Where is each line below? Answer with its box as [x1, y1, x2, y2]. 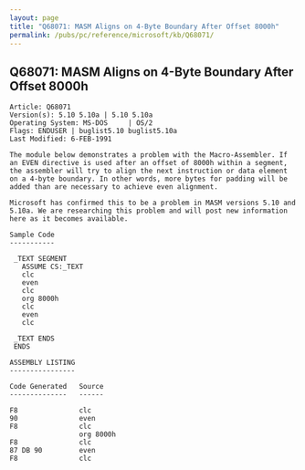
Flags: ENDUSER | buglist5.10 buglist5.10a [9, 127, 178, 136]
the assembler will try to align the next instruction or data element [9, 166, 288, 176]
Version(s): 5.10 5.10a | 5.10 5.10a [9, 110, 153, 120]
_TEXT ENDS [13, 334, 55, 343]
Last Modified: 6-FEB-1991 [9, 134, 112, 144]
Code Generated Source [9, 382, 104, 392]
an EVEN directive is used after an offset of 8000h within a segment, [9, 159, 288, 168]
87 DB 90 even [9, 446, 96, 455]
